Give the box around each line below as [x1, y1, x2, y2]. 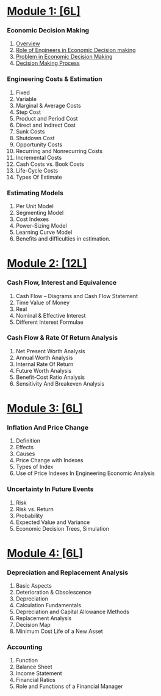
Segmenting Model [15, 209, 64, 217]
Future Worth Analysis [15, 367, 72, 374]
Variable [15, 95, 37, 102]
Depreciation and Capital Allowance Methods [15, 608, 130, 616]
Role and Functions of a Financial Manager [15, 683, 124, 690]
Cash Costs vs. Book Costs [15, 160, 84, 168]
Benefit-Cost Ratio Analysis [15, 373, 85, 381]
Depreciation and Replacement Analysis [7, 568, 129, 577]
